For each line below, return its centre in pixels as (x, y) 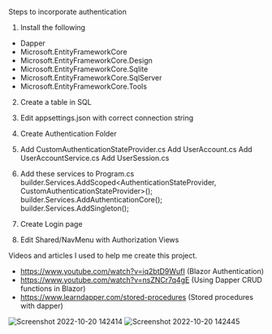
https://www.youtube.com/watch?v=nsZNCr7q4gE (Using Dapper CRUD (141, 280)
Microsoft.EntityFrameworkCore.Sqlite (84, 69)
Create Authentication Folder (69, 134)
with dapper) (41, 306)
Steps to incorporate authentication (68, 12)
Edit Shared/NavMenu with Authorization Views (99, 240)
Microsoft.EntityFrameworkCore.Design (86, 61)
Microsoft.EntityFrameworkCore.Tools (84, 86)
